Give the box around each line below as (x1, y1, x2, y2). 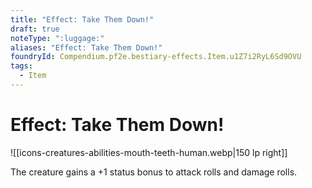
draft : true (10, 24, 60, 34)
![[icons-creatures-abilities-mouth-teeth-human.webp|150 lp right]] (10, 146, 288, 158)
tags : (10, 61, 33, 71)
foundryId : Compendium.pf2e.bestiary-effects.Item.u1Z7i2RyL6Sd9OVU (10, 52, 302, 62)
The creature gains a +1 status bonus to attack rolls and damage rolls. (10, 166, 298, 178)
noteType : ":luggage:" (10, 33, 105, 43)
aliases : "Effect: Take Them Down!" (10, 42, 163, 53)
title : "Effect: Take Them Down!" (10, 14, 155, 25)
